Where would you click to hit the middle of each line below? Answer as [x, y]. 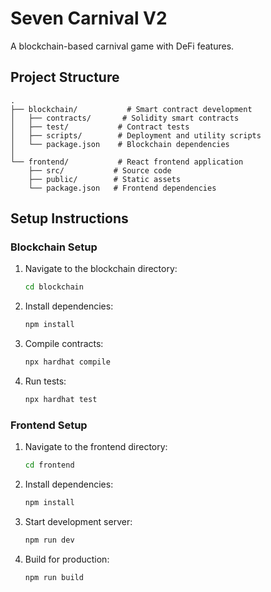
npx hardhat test [61, 400]
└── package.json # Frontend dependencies [122, 188]
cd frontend [49, 465]
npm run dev [49, 540]
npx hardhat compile [67, 362]
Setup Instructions [69, 218]
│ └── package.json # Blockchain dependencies [120, 144]
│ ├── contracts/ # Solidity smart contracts [125, 118]
